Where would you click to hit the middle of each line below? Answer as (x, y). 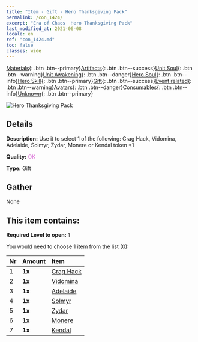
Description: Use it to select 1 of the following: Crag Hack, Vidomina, (91, 138)
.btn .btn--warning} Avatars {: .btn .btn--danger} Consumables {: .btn (89, 87)
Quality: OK (21, 156)
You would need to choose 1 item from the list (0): (67, 246)
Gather (19, 187)
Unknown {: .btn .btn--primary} (55, 93)
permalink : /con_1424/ (34, 17)
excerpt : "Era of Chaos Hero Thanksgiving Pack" (70, 23)
